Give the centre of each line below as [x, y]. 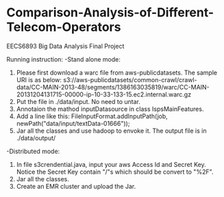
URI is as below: [39, 79]
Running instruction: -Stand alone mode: [63, 59]
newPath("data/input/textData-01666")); [73, 123]
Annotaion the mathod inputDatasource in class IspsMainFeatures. [110, 109]
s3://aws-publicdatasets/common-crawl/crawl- [130, 79]
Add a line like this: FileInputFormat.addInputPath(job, [92, 116]
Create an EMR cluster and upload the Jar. [76, 186]
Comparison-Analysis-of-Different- [110, 13]
